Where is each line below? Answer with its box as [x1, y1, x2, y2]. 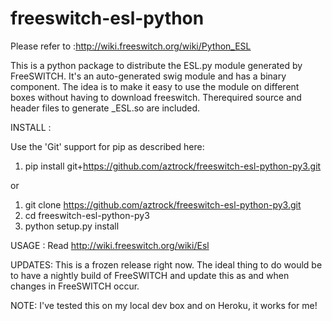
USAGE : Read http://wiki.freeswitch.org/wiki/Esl [10, 239, 210, 251]
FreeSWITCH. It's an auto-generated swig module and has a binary [10, 70, 287, 82]
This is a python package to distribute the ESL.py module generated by [10, 59, 303, 71]
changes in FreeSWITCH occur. [10, 280, 140, 292]
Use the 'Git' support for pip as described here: [10, 140, 205, 152]
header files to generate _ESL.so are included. [10, 102, 201, 114]
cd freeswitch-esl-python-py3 [24, 209, 150, 221]
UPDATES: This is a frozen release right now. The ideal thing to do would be [10, 258, 323, 271]
